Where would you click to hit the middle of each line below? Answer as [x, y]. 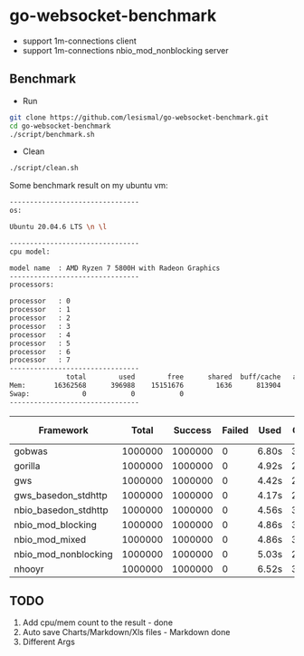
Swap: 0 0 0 [96, 394]
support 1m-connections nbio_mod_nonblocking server [125, 50]
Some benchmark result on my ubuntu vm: [89, 186]
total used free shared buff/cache [174, 377]
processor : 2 [40, 318]
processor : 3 [40, 326]
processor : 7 [40, 360]
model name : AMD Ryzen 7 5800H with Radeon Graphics [115, 268]
